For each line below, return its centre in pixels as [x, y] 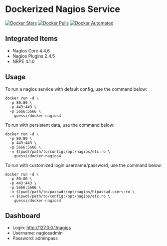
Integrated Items [32, 39]
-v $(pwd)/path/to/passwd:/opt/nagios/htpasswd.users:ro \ [72, 192]
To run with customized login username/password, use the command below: [84, 165]
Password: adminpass [35, 239]
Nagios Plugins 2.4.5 [34, 56]
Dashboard [23, 216]
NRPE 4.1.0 [23, 61]
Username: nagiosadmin [38, 233]
